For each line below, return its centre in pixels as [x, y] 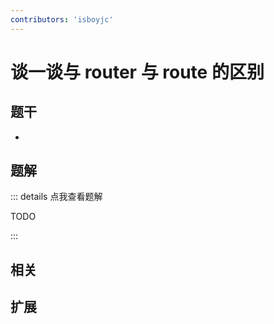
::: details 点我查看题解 [56, 197]
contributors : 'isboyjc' [62, 19]
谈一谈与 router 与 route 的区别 [137, 72]
